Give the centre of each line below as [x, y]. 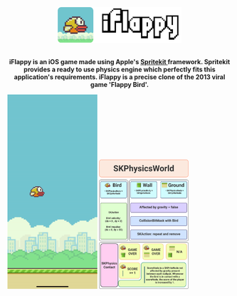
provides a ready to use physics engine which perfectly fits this [120, 69]
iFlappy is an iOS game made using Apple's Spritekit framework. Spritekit [120, 61]
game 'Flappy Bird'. [120, 84]
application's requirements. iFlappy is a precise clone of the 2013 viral [120, 77]
